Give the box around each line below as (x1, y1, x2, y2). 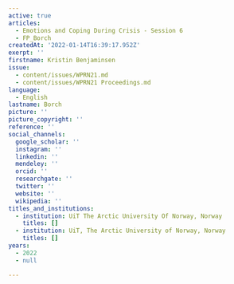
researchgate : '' (15, 175, 73, 183)
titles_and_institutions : (8, 204, 94, 212)
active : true (8, 11, 52, 20)
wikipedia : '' (15, 197, 62, 205)
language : (8, 85, 41, 94)
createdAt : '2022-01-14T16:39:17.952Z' (8, 41, 141, 49)
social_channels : (8, 130, 66, 138)
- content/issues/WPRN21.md (15, 71, 109, 79)
